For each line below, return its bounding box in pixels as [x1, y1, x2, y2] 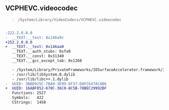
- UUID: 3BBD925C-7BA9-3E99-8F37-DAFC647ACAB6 [5, 81, 107, 86]
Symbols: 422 [12, 95, 44, 100]
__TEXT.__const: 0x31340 [12, 53, 64, 59]
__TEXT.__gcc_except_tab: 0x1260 [12, 58, 82, 63]
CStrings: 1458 [12, 100, 46, 105]
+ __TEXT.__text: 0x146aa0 [5, 44, 64, 49]
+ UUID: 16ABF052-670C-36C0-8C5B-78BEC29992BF [5, 86, 107, 91]
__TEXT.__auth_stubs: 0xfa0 [12, 49, 71, 54]
